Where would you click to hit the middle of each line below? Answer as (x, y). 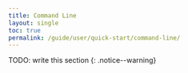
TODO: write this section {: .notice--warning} (82, 60)
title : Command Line (43, 15)
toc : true (25, 30)
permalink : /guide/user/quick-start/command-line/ (94, 38)
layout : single (34, 23)
